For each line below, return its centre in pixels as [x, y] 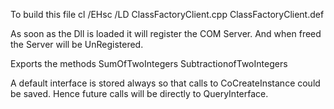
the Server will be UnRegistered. [77, 44]
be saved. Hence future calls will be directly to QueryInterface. [139, 93]
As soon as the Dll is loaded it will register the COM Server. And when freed [166, 33]
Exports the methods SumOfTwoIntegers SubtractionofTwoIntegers [149, 63]
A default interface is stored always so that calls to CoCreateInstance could [165, 83]
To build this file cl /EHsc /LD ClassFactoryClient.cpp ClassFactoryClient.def [167, 14]
